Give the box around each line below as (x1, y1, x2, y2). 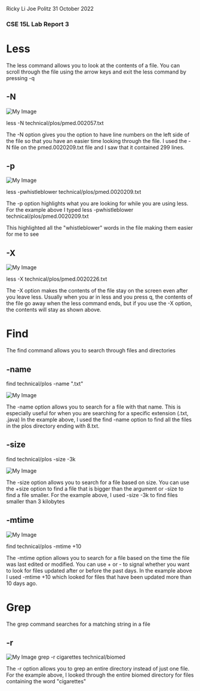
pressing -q (6, 74, 35, 81)
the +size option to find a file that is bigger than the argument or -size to (6, 485, 184, 492)
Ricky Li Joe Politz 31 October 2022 (6, 5, 94, 12)
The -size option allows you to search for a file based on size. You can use (6, 479, 190, 486)
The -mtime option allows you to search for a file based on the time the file (6, 554, 190, 561)
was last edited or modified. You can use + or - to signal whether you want (6, 561, 190, 568)
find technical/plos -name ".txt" (6, 380, 84, 388)
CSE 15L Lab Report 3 (6, 20, 69, 28)
